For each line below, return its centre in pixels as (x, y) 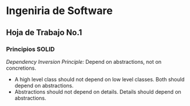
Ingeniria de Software (59, 11)
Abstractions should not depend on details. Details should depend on (98, 91)
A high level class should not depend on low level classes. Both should (99, 79)
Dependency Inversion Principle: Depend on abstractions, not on (84, 61)
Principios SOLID (30, 49)
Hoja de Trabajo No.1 (44, 33)
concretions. (21, 68)
